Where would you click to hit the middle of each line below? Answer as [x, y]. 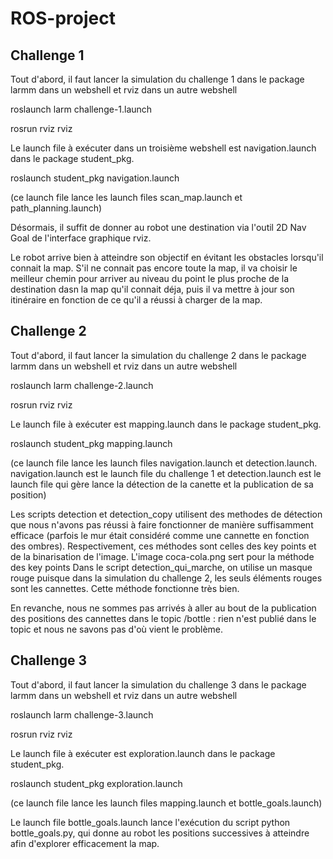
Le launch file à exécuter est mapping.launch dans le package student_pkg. [166, 424]
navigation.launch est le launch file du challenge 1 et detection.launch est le [166, 473]
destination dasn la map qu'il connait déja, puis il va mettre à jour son [152, 289]
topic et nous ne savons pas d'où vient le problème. [117, 629]
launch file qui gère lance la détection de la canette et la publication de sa [162, 484]
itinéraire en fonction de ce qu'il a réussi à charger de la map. [136, 300]
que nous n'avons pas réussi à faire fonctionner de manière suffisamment [162, 524]
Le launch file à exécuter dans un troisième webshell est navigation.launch [163, 148]
